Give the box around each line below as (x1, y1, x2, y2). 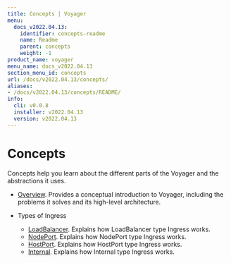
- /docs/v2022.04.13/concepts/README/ (7, 89, 121, 96)
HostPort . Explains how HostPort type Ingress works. (27, 240, 182, 248)
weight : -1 (20, 50, 52, 57)
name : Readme (20, 37, 58, 44)
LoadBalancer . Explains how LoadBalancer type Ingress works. (27, 225, 211, 233)
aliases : (7, 82, 33, 90)
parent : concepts (20, 43, 71, 50)
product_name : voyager (7, 56, 74, 63)
